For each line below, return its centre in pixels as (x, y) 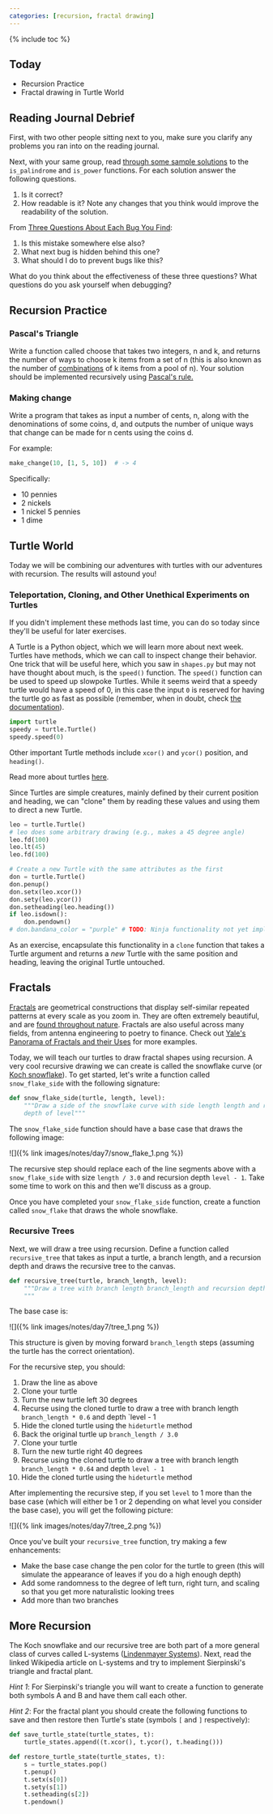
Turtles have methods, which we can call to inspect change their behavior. (133, 655)
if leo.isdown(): (38, 915)
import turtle (33, 722)
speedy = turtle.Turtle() (53, 730)
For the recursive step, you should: (67, 1367)
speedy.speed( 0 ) (36, 737)
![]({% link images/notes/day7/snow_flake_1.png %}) (96, 1153)
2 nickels (36, 503)
